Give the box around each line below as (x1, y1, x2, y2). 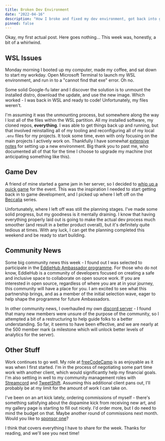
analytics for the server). (5, 331, 55, 337)
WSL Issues (5, 54, 42, 62)
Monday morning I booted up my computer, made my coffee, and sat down (5, 67, 157, 73)
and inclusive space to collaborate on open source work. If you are (5, 275, 140, 281)
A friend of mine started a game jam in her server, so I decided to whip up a (5, 181, 158, 187)
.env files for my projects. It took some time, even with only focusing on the (5, 133, 158, 139)
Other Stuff (5, 346, 40, 354)
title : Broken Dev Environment (5, 7, 69, 12)
